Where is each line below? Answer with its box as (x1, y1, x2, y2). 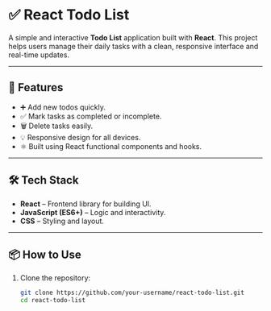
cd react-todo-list (19, 296, 86, 305)
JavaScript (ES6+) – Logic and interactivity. (19, 207, 166, 217)
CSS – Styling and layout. (19, 216, 105, 226)
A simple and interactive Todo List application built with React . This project (8, 32, 258, 42)
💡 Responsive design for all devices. (19, 132, 141, 142)
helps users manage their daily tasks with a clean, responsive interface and (8, 41, 259, 51)
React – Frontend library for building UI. (19, 199, 152, 209)
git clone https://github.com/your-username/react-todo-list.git (19, 288, 244, 297)
